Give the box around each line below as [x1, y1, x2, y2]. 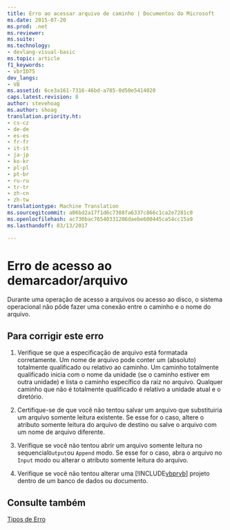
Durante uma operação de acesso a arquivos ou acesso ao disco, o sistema [7, 295, 223, 304]
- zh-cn [7, 190, 30, 197]
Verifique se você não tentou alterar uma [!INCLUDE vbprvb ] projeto [17, 469, 210, 477]
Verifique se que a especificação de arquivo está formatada [17, 348, 188, 357]
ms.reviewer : [7, 29, 45, 37]
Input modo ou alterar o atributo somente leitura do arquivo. [17, 456, 189, 464]
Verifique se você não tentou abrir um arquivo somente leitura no [17, 442, 202, 450]
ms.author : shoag [7, 106, 57, 113]
